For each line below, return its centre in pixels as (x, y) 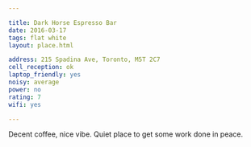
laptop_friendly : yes (45, 75)
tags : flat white (38, 38)
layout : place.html (41, 45)
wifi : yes (25, 104)
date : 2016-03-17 (38, 30)
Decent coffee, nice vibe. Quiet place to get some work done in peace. (126, 134)
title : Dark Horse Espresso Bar (63, 22)
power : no (25, 89)
